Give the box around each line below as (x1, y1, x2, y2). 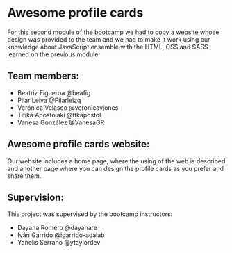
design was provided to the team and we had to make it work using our (7, 35, 210, 43)
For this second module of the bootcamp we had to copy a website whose (7, 28, 219, 36)
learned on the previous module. (7, 50, 101, 58)
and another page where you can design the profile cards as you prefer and (7, 164, 224, 172)
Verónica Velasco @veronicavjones (17, 103, 119, 112)
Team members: (7, 70, 80, 82)
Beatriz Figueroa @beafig (17, 88, 91, 97)
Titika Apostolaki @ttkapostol (17, 111, 101, 119)
